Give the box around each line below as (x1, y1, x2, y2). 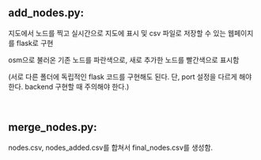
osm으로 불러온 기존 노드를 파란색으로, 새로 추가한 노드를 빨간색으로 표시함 (8, 55, 240, 64)
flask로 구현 (16, 38, 54, 48)
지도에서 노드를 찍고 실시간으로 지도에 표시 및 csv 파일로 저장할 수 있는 (8, 28, 227, 38)
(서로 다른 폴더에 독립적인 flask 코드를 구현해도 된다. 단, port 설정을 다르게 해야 (8, 71, 252, 82)
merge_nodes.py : (8, 120, 97, 134)
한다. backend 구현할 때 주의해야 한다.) (8, 82, 130, 91)
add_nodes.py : (8, 6, 85, 20)
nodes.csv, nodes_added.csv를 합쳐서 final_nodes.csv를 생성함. (8, 143, 214, 152)
